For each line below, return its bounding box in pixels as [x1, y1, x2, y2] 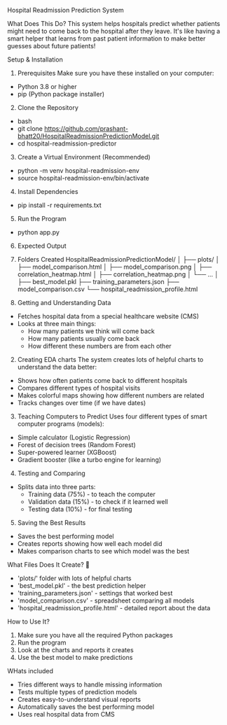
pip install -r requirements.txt [17, 201, 102, 209]
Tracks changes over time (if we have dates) [17, 399, 146, 407]
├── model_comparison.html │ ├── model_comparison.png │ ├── [17, 262, 212, 271]
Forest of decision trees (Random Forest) [17, 441, 137, 449]
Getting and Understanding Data [17, 299, 111, 307]
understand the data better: [17, 363, 97, 371]
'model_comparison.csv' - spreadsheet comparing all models [17, 596, 195, 605]
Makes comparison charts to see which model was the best [17, 547, 190, 555]
